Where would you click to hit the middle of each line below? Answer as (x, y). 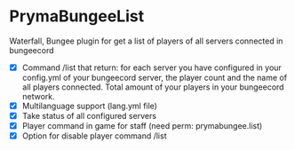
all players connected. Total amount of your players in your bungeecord (153, 87)
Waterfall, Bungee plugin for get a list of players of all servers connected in (146, 41)
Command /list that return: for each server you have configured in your (151, 67)
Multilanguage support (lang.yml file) (90, 106)
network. (38, 96)
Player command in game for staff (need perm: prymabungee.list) (142, 126)
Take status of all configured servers (89, 116)
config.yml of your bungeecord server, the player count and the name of (154, 78)
